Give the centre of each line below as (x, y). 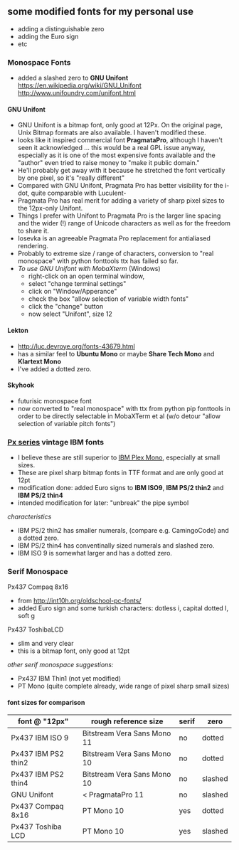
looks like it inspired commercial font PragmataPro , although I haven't (120, 140)
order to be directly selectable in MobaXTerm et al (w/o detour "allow (119, 416)
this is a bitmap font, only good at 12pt (74, 651)
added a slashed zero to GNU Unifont (73, 78)
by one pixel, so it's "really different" (71, 178)
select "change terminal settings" (77, 284)
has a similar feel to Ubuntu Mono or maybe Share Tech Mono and (116, 354)
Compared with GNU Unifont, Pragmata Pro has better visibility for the (120, 186)
